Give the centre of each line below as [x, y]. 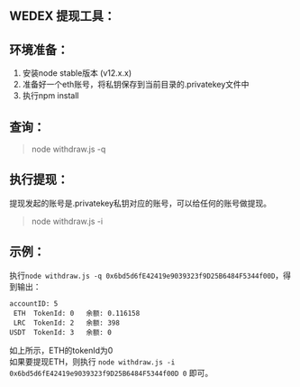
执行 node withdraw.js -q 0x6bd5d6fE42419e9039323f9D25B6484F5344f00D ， [146, 275]
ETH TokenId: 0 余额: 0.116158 [77, 313]
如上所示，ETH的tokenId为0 [61, 350]
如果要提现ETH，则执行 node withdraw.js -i [92, 361]
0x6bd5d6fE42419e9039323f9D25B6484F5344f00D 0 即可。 [111, 373]
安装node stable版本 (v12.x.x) [77, 73]
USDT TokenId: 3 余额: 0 [61, 332]
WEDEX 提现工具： [62, 16]
